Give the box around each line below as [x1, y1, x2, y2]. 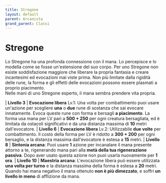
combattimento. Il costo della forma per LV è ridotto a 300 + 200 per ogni [5, 132, 155, 137]
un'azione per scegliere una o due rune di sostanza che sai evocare [5, 105, 144, 111]
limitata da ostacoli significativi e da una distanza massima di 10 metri [5, 121, 147, 127]
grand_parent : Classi [5, 21, 50, 26]
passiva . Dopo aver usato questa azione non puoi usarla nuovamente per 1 [5, 152, 158, 158]
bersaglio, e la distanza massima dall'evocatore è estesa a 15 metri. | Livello [5, 137, 160, 142]
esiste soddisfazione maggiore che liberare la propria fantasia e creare [5, 69, 149, 75]
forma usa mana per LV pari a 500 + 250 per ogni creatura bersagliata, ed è [5, 116, 160, 122]
